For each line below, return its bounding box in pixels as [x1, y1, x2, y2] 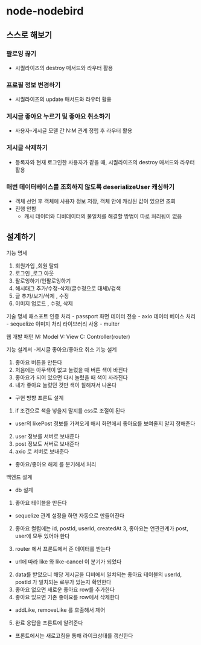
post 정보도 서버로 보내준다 [14, 440, 80, 448]
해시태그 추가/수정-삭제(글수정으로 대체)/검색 [14, 284, 121, 292]
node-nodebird [6, 4, 84, 18]
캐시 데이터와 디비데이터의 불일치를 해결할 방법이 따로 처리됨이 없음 [24, 213, 182, 220]
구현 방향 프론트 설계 [14, 394, 64, 401]
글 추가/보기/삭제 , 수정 [14, 292, 69, 300]
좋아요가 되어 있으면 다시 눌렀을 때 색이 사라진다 [14, 373, 128, 381]
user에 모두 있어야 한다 [14, 532, 70, 539]
